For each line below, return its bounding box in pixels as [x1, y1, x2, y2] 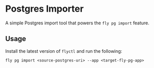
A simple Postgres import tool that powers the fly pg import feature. [5, 20, 150, 26]
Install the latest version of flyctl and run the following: [5, 48, 122, 54]
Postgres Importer [5, 3, 84, 15]
